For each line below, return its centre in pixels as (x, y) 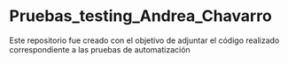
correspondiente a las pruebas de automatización (100, 49)
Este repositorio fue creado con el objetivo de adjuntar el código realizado (144, 40)
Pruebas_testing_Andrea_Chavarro (140, 16)
